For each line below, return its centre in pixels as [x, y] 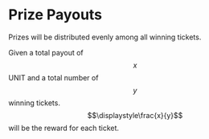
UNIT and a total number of [53, 77]
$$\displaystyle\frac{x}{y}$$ [135, 115]
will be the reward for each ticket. [64, 128]
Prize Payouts [55, 15]
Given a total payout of [46, 52]
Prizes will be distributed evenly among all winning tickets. [105, 37]
